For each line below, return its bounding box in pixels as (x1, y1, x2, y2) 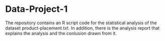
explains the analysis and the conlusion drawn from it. (5, 30, 117, 36)
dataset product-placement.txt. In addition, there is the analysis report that (5, 25, 160, 31)
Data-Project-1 (5, 3, 68, 15)
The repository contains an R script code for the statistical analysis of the (5, 20, 157, 26)
